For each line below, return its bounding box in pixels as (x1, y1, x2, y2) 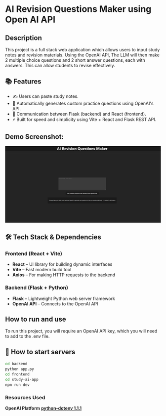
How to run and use (5, 315, 66, 324)
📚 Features (5, 78, 41, 86)
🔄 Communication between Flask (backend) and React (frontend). (12, 111, 147, 117)
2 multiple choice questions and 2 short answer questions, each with (5, 57, 145, 63)
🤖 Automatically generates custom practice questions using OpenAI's (12, 100, 154, 106)
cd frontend (5, 372, 30, 377)
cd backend (5, 362, 28, 367)
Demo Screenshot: (5, 132, 64, 141)
